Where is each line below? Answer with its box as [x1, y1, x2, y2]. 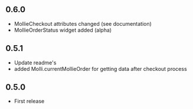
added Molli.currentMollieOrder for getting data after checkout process [14, 65, 187, 72]
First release [14, 98, 45, 105]
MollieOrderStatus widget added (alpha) [14, 26, 112, 33]
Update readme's [14, 59, 57, 66]
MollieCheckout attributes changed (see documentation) [14, 20, 152, 27]
